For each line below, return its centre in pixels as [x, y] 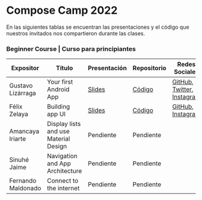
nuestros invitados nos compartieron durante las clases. [76, 33]
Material [59, 139]
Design [57, 146]
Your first [60, 82]
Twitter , [183, 89]
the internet [63, 188]
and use [59, 131]
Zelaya [19, 114]
